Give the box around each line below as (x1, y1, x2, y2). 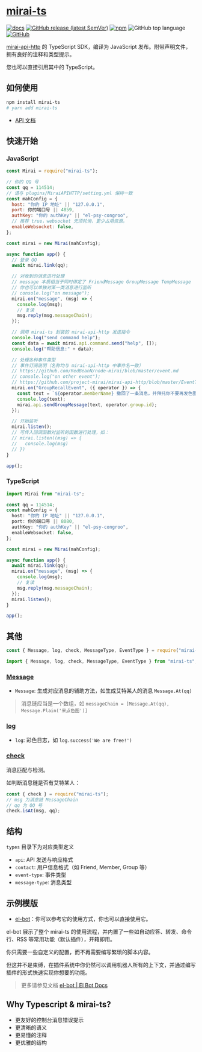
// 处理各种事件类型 (11, 357, 56, 363)
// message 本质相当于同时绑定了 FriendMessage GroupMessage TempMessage (11, 279, 191, 285)
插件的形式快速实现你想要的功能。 (6, 969, 91, 976)
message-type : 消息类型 (14, 879, 72, 886)
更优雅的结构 (14, 1039, 47, 1046)
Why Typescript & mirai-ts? (6, 999, 111, 1010)
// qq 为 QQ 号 (6, 802, 43, 808)
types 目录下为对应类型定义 (6, 843, 74, 850)
